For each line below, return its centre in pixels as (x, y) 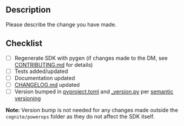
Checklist (24, 44)
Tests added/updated (41, 71)
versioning (28, 98)
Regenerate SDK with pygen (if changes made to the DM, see (91, 58)
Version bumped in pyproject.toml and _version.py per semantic (94, 91)
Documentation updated (44, 78)
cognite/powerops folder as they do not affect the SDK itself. (80, 116)
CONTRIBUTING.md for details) (54, 65)
